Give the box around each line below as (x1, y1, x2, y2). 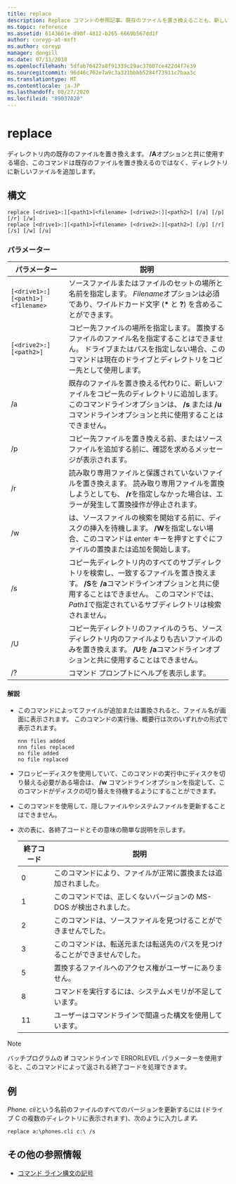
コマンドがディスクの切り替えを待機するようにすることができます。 (23, 787, 220, 795)
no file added (17, 750, 59, 757)
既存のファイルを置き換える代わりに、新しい (68, 379, 216, 389)
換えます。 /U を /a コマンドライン (96, 644, 206, 654)
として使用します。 (82, 365, 145, 375)
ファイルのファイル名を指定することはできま (68, 334, 216, 344)
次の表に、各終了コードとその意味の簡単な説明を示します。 (17, 826, 190, 834)
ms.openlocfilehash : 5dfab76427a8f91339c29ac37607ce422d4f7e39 (7, 63, 197, 70)
